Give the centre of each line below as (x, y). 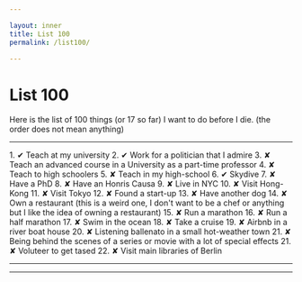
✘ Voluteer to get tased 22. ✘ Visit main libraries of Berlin (116, 251)
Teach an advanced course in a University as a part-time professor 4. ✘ (142, 165)
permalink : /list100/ (50, 42)
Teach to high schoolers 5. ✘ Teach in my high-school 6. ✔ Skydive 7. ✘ (142, 174)
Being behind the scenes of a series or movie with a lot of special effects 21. (151, 241)
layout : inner (36, 25)
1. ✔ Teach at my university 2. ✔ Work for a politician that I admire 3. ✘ (140, 155)
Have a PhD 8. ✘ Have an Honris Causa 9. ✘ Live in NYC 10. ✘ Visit (133, 184)
